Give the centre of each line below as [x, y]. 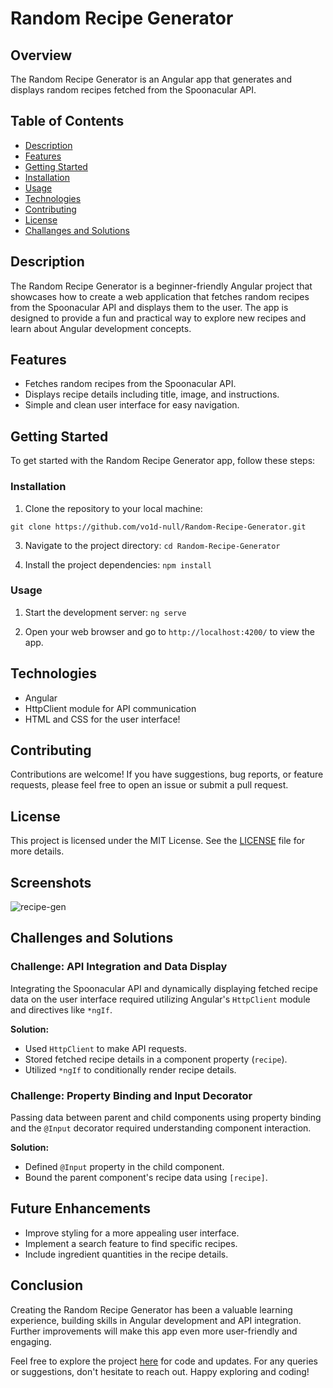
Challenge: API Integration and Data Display [119, 967]
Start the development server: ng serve [105, 612]
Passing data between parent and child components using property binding [166, 1118]
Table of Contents [67, 121]
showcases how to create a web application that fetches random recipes [160, 296]
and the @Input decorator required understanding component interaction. [161, 1128]
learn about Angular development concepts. [101, 328]
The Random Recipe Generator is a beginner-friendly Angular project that [161, 286]
